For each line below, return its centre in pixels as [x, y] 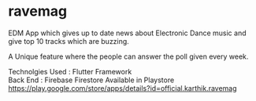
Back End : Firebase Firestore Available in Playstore [91, 80]
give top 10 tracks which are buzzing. [69, 41]
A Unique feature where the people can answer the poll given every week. [128, 56]
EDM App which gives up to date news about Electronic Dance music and [127, 33]
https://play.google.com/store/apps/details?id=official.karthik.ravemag [123, 88]
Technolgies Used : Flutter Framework [70, 71]
